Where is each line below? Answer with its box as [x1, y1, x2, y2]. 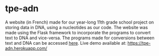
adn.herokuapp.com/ [5, 45, 47, 51]
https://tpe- [127, 40, 151, 46]
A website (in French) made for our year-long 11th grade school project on [5, 19, 154, 25]
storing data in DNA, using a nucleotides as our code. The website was [5, 24, 148, 30]
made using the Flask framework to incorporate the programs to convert [5, 29, 151, 35]
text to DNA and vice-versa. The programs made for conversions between [5, 35, 155, 41]
